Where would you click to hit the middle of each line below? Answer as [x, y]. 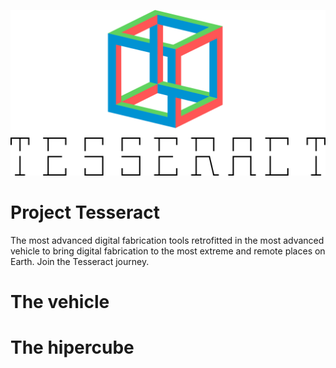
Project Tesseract [85, 212]
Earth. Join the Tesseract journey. [80, 261]
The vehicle [60, 301]
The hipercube [72, 347]
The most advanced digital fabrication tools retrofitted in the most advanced [167, 240]
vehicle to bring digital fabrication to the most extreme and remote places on [168, 251]
